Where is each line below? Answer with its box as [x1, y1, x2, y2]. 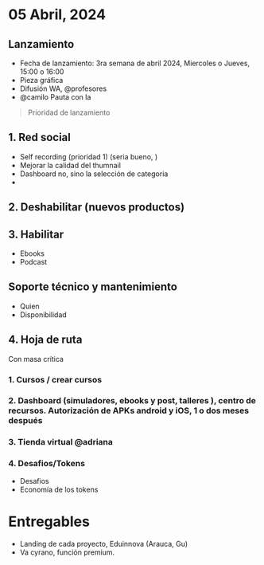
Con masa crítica [8, 354, 64, 363]
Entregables [8, 512, 90, 531]
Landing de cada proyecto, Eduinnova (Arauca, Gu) [19, 539, 188, 548]
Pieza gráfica [19, 76, 64, 84]
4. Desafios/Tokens [8, 458, 86, 469]
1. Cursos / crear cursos [8, 374, 102, 385]
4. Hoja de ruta [8, 333, 83, 347]
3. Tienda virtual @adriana [8, 437, 114, 448]
